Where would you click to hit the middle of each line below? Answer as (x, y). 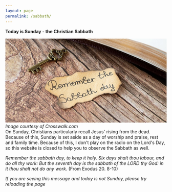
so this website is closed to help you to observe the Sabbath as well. (78, 148)
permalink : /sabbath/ (28, 16)
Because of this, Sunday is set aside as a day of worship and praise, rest (82, 137)
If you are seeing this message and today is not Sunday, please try (76, 178)
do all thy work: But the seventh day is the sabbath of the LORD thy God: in (84, 163)
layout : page (19, 11)
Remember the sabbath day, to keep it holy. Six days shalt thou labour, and (85, 158)
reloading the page (25, 184)
